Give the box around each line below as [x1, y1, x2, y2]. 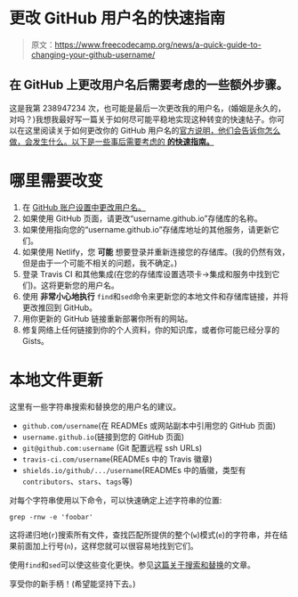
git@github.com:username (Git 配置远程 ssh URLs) [21, 442, 203, 453]
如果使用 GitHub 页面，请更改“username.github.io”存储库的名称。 [21, 213, 262, 224]
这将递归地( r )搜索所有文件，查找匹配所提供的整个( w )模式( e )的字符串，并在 [9, 529, 280, 540]
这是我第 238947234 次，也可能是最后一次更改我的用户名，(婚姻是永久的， [9, 102, 286, 113]
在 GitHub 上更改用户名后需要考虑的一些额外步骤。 [9, 78, 289, 93]
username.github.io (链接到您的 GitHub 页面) [21, 431, 185, 442]
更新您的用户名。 [56, 280, 119, 290]
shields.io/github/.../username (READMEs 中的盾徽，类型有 [21, 464, 246, 475]
